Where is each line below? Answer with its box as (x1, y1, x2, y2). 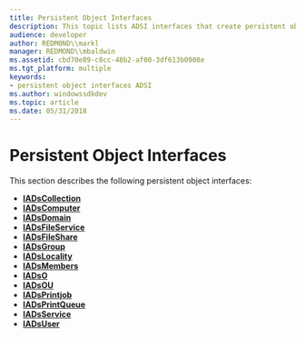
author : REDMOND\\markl (9, 38, 100, 48)
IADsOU (22, 280, 54, 291)
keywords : (9, 73, 47, 82)
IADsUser (22, 319, 61, 330)
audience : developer (9, 30, 88, 39)
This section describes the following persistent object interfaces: (9, 175, 252, 186)
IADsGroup (22, 242, 66, 253)
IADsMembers (22, 261, 79, 272)
